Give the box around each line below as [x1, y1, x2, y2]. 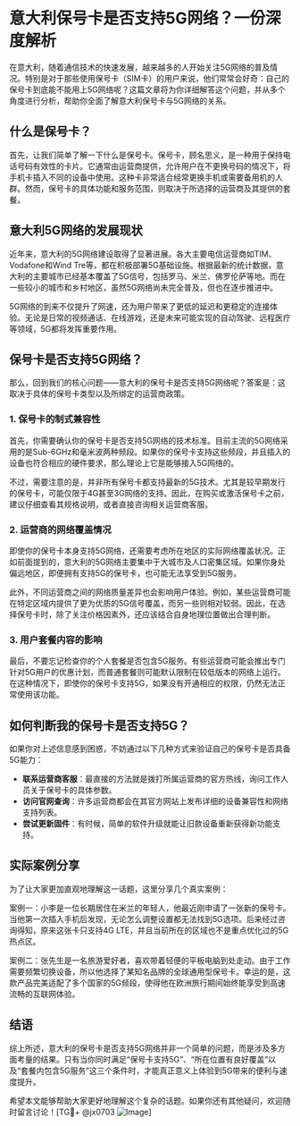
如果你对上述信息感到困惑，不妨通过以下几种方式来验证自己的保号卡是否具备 [9, 743, 291, 754]
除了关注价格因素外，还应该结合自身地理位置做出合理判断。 [55, 609, 275, 620]
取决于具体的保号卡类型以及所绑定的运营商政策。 [9, 388, 189, 399]
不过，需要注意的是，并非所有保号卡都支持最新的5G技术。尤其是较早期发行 [9, 476, 286, 487]
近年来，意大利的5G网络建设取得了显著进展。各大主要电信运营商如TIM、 [9, 248, 277, 259]
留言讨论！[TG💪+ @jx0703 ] [16, 1106, 152, 1117]
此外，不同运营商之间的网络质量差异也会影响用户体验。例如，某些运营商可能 [9, 587, 291, 597]
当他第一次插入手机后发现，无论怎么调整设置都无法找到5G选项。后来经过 [9, 913, 279, 924]
